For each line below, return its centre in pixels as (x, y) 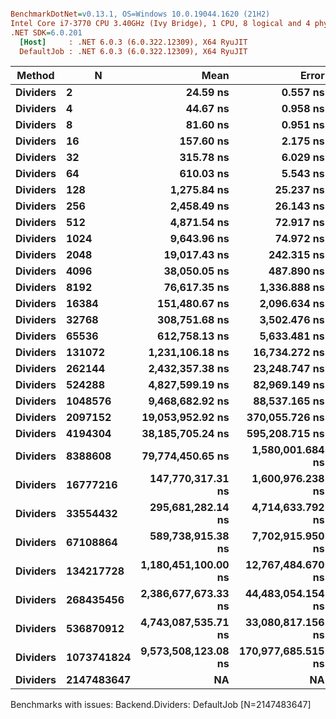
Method (35, 76)
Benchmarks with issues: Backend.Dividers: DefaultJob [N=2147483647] (161, 705)
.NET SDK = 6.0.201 (46, 32)
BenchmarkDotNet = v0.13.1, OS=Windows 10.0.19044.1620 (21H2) (140, 14)
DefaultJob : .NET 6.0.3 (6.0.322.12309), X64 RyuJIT (133, 51)
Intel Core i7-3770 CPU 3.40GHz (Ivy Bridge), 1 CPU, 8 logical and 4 (160, 23)
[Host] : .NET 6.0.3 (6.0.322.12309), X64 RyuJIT (133, 42)
